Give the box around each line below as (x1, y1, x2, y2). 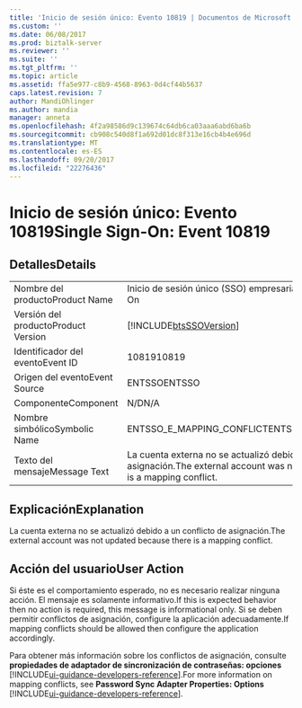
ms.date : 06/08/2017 (9, 30, 87, 39)
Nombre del (13, 282, 64, 295)
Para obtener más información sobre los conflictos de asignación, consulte (9, 650, 287, 660)
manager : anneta (9, 113, 70, 122)
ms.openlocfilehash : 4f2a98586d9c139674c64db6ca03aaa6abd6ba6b (9, 122, 252, 131)
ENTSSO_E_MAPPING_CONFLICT (127, 423, 269, 436)
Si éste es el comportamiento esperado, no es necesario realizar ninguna (9, 585, 280, 596)
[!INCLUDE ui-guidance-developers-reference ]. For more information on (9, 669, 272, 679)
